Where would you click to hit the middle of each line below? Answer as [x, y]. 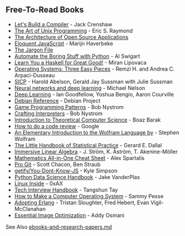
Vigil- [157, 202]
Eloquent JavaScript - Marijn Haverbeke [63, 43]
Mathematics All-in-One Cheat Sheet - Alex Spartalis [79, 158]
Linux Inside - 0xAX [39, 183]
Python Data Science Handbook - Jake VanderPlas [77, 177]
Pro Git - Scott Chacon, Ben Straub [57, 164]
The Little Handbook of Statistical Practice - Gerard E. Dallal [88, 145]
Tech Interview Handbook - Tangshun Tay [66, 190]
